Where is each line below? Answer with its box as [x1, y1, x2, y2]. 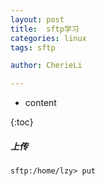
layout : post [10, 14, 65, 25]
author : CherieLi [10, 61, 83, 71]
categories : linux [10, 33, 87, 43]
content [24, 97, 57, 109]
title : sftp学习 [10, 24, 80, 34]
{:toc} [10, 116, 34, 128]
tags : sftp [10, 42, 56, 53]
